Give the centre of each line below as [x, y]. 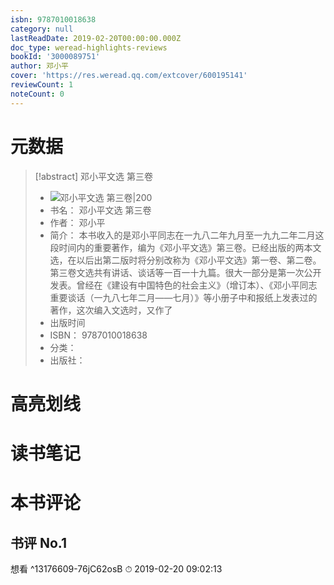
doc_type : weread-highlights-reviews [89, 47]
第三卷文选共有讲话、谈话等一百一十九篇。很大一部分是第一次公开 [185, 272]
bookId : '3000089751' [55, 57]
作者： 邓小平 [77, 222]
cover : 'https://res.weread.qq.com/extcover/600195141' [129, 76]
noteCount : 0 [37, 94]
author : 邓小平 [39, 66]
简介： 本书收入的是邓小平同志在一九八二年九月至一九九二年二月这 [187, 235]
